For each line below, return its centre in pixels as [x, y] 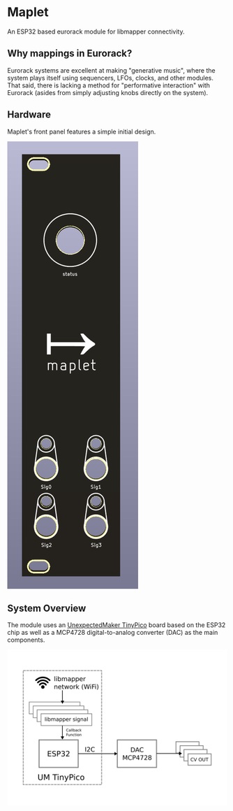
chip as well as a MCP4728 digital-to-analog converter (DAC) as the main [113, 633]
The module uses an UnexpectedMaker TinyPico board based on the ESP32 [116, 625]
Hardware [29, 115]
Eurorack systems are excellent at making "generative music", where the [111, 70]
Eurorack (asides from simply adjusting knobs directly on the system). [108, 92]
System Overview [47, 608]
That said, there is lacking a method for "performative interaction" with [109, 85]
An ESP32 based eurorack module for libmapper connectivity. [96, 31]
